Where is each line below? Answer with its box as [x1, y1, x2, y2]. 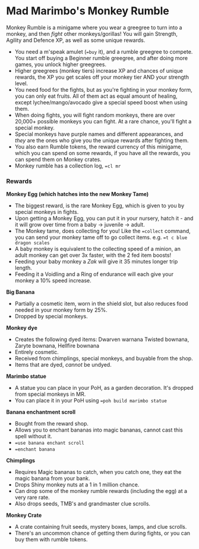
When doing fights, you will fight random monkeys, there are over [14, 111, 175, 119]
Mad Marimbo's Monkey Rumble [6, 4, 169, 18]
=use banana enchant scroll [14, 440, 84, 446]
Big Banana [6, 289, 35, 296]
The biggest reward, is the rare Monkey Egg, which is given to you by [14, 202, 185, 209]
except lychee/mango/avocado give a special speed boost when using [14, 98, 188, 106]
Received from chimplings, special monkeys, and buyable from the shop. [14, 355, 193, 362]
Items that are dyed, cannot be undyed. [14, 361, 112, 368]
